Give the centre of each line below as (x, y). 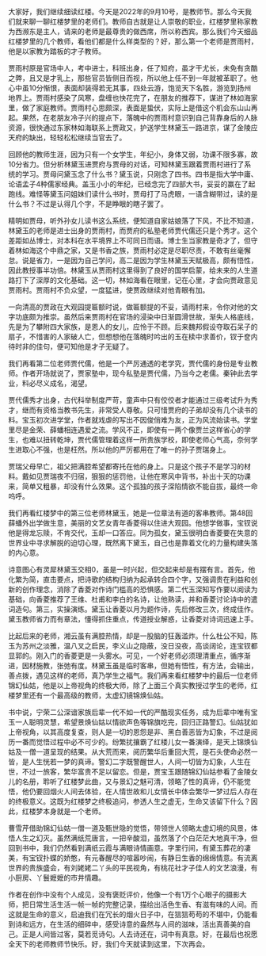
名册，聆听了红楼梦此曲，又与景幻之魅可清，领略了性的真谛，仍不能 (133, 782)
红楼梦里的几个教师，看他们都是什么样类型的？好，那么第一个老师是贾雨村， (133, 41)
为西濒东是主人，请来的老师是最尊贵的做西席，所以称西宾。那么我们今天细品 (133, 31)
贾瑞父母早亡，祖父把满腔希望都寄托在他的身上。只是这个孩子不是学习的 (126, 467)
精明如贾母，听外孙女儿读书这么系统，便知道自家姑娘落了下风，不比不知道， (133, 221)
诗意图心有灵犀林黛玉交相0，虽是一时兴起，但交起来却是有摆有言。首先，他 (132, 570)
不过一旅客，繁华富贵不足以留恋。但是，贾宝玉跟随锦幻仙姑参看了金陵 (136, 772)
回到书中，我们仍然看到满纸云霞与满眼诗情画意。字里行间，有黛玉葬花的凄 (129, 848)
